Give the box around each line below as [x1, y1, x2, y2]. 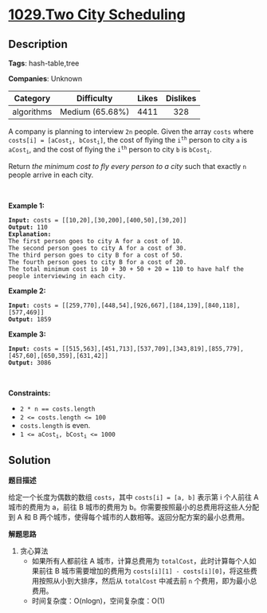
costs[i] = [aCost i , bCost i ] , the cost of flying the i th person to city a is [8, 136, 248, 146]
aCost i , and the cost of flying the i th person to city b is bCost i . [8, 145, 213, 155]
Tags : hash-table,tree [8, 58, 80, 68]
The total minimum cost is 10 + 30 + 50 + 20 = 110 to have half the [8, 265, 245, 273]
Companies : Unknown [8, 74, 82, 83]
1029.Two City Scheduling [8, 6, 186, 24]
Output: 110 [8, 223, 48, 231]
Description [8, 37, 68, 51]
